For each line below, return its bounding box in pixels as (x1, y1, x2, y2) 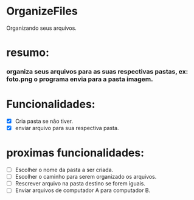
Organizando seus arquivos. (6, 24, 77, 32)
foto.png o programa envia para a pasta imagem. (6, 75, 153, 83)
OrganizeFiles (6, 4, 78, 18)
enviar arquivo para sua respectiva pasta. (15, 125, 119, 132)
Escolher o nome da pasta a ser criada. (15, 166, 114, 174)
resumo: (6, 46, 50, 60)
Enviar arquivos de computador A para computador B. (15, 187, 151, 194)
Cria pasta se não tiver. (15, 117, 74, 125)
